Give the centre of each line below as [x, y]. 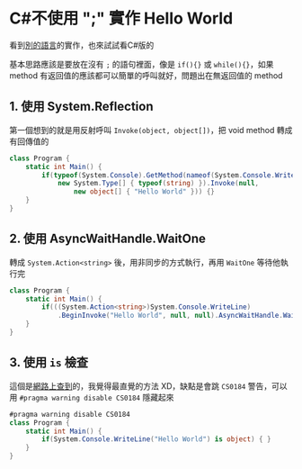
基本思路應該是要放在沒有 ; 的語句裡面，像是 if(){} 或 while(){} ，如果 [142, 64]
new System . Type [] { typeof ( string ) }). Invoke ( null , [158, 184]
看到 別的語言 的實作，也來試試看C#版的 [82, 45]
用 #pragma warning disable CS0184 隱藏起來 [92, 397]
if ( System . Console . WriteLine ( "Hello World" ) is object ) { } [156, 439]
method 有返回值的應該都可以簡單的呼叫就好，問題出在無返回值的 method [146, 75]
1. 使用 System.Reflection [81, 107]
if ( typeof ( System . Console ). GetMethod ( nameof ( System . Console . [159, 175]
